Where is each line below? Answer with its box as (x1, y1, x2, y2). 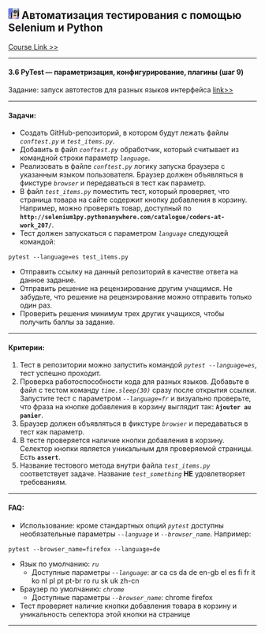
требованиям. (19, 478, 67, 487)
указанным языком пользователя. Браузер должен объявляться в (19, 170, 244, 180)
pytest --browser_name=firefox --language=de (8, 545, 160, 553)
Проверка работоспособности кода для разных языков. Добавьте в (19, 377, 250, 386)
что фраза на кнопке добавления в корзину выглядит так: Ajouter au (19, 402, 252, 412)
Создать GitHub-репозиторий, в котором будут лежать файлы (19, 128, 229, 138)
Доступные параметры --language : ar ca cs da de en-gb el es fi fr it (31, 567, 256, 576)
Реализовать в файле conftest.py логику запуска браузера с (19, 162, 226, 171)
